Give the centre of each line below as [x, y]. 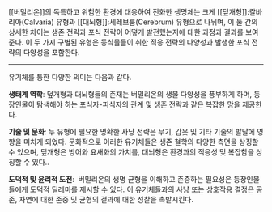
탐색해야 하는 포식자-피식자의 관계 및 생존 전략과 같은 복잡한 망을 [138, 104]
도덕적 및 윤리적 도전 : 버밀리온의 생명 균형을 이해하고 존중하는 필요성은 [120, 179]
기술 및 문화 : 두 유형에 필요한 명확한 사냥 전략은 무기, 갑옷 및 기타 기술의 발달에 [132, 131]
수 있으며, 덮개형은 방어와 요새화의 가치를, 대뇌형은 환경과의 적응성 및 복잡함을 [132, 152]
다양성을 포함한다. [51, 52]
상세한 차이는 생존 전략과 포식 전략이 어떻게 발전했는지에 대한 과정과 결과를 [126, 32]
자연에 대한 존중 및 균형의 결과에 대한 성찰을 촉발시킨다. [106, 199]
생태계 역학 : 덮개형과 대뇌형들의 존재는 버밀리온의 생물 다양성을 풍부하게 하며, [130, 94]
